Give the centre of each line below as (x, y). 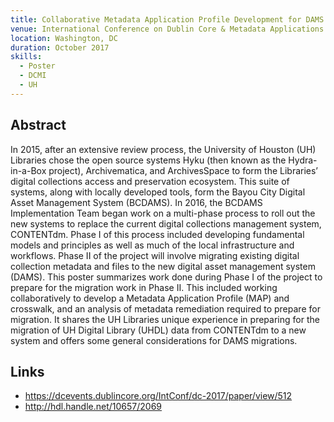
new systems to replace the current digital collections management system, (166, 223)
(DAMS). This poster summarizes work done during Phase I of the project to (166, 277)
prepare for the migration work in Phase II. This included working (144, 287)
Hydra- (303, 160)
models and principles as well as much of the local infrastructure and (152, 245)
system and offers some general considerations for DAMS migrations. (154, 340)
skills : (26, 57)
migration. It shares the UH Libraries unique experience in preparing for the (165, 319)
